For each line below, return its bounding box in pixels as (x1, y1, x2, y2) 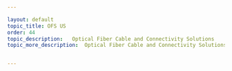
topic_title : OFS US (7, 22, 67, 30)
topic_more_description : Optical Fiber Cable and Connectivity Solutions (7, 42, 227, 49)
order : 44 (7, 29, 36, 36)
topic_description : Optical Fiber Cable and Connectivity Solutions (7, 35, 215, 42)
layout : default (7, 16, 54, 23)
